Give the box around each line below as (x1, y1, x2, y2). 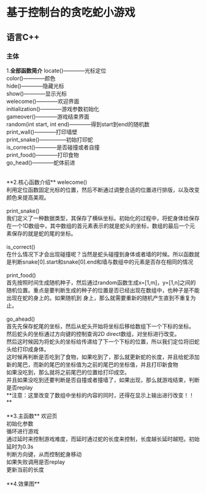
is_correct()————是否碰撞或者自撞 (6, 143, 100, 151)
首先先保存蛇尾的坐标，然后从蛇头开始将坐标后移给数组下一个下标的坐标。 (6, 323, 194, 330)
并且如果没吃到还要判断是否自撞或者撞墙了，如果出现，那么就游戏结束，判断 (6, 376, 200, 383)
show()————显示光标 (6, 90, 67, 97)
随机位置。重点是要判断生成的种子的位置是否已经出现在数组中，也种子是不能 (6, 286, 200, 294)
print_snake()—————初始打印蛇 (6, 136, 93, 143)
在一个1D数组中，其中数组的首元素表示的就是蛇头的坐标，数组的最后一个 (6, 222, 190, 229)
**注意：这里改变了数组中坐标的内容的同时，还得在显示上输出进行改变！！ (6, 391, 195, 399)
